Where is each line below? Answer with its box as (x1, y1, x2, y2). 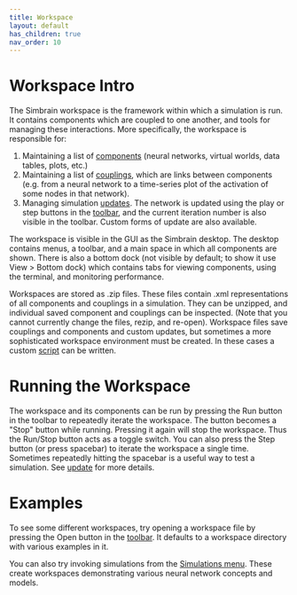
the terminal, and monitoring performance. (9, 271, 165, 282)
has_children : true (9, 29, 82, 38)
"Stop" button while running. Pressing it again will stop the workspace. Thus (9, 425, 287, 435)
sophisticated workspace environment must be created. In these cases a (9, 336, 275, 347)
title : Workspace (9, 12, 74, 22)
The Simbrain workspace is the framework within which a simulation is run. (9, 106, 284, 116)
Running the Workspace (9, 376, 191, 396)
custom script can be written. (9, 345, 117, 356)
